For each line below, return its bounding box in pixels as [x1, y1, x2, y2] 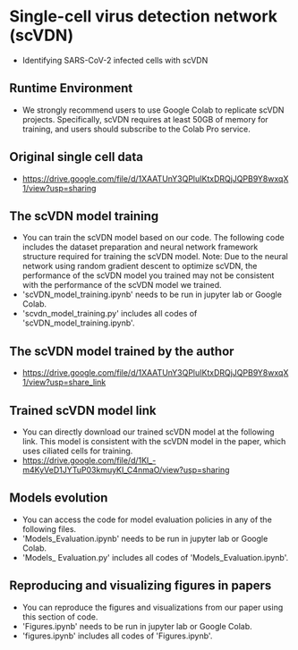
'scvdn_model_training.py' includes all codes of [21, 308, 198, 319]
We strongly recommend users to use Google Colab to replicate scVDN [21, 105, 285, 115]
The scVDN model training [9, 208, 159, 224]
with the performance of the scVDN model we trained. [21, 280, 222, 291]
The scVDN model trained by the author [9, 343, 234, 359]
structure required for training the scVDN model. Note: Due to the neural [21, 251, 288, 262]
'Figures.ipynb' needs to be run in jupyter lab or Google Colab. [21, 620, 252, 631]
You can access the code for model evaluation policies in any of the [21, 514, 273, 525]
